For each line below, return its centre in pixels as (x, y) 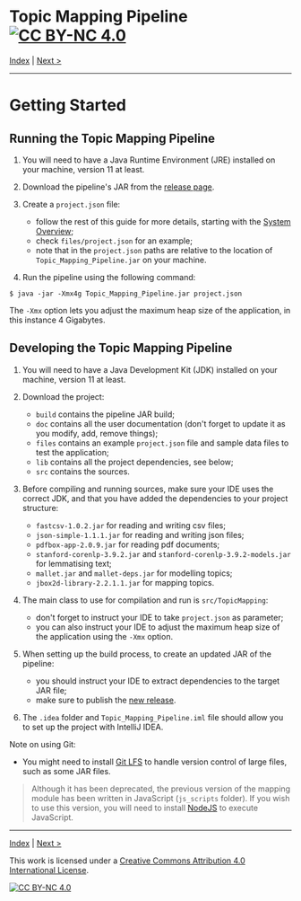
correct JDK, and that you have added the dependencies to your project (155, 498)
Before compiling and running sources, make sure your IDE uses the (148, 489)
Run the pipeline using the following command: (109, 277)
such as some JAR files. (66, 771)
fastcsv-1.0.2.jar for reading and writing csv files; (131, 525)
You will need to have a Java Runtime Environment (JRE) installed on (149, 160)
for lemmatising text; (73, 563)
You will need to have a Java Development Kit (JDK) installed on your (150, 369)
